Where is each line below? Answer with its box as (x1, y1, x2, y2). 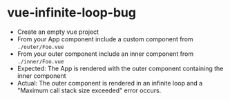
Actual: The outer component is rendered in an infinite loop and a (17, 79, 203, 87)
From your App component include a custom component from (17, 34, 193, 43)
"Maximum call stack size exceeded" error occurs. (17, 86, 162, 94)
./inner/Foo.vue (17, 58, 64, 65)
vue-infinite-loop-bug (7, 5, 137, 21)
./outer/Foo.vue (17, 43, 64, 50)
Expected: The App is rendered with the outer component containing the (17, 64, 224, 72)
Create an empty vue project (17, 28, 99, 36)
